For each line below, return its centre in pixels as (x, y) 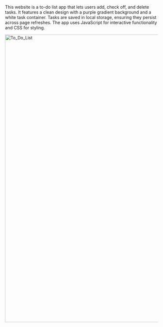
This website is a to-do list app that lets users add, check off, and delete (77, 7)
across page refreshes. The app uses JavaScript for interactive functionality (81, 22)
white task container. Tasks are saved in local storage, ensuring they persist (81, 17)
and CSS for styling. (25, 28)
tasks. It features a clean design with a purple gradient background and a (78, 12)
